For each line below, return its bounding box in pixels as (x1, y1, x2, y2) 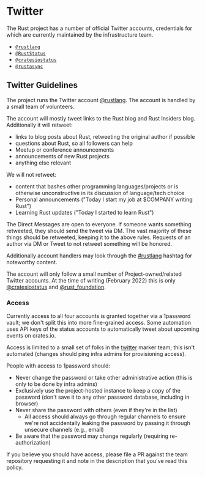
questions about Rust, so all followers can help (15, 139, 133, 147)
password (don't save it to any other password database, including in (15, 393, 190, 401)
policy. (6, 464, 23, 471)
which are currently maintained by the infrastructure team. (6, 31, 154, 38)
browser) (15, 400, 39, 407)
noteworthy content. (6, 258, 58, 265)
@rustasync (15, 63, 43, 70)
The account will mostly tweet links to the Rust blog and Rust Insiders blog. (6, 114, 196, 122)
